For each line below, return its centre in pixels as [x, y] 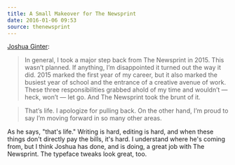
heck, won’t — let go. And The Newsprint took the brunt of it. [113, 97]
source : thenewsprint [39, 27]
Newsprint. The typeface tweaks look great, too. [77, 154]
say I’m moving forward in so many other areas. [93, 118]
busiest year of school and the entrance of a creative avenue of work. [125, 82]
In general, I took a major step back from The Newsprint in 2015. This [124, 60]
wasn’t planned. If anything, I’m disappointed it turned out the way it [122, 68]
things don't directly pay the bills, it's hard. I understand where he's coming [116, 139]
